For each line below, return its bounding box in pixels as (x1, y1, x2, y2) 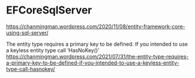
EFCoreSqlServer (6, 4, 92, 17)
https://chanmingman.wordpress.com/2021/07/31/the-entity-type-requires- (6, 53, 189, 60)
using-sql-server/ (6, 29, 49, 36)
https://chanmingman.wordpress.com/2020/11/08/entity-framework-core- (6, 23, 186, 30)
